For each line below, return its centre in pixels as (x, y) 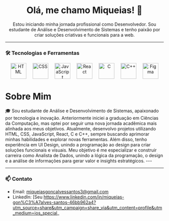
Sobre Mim (28, 96)
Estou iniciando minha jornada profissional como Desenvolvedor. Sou (84, 24)
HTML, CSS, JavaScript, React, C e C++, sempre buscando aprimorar (77, 134)
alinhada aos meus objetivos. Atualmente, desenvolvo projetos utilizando (80, 129)
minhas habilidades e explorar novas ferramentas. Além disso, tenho (76, 139)
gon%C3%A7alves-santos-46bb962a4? (54, 202)
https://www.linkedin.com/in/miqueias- (84, 197)
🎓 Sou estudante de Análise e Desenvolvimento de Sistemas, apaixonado (82, 111)
